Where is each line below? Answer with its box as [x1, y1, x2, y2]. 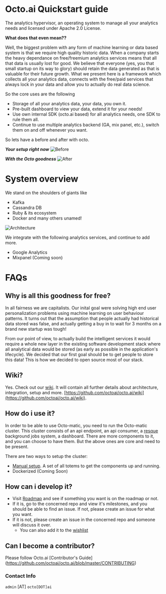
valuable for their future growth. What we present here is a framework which [5, 71, 162, 76]
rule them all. [12, 116, 39, 122]
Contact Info [5, 573, 36, 580]
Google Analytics [12, 249, 48, 255]
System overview [5, 173, 78, 185]
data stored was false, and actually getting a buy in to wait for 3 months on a [5, 320, 162, 326]
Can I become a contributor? [5, 541, 95, 550]
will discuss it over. [12, 522, 51, 528]
